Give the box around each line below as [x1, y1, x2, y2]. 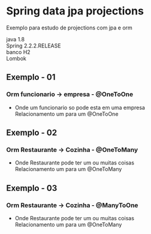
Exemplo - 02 [6, 128, 58, 138]
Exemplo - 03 [6, 183, 58, 193]
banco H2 [6, 48, 31, 55]
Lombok [6, 55, 27, 62]
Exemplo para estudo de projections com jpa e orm [6, 24, 133, 31]
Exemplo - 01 [6, 72, 56, 82]
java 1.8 [6, 35, 25, 43]
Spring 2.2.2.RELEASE [6, 42, 61, 49]
